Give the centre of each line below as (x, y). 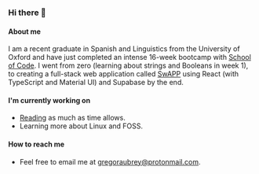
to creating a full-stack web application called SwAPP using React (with (124, 74)
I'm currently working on (49, 100)
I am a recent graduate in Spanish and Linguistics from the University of (124, 49)
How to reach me (36, 144)
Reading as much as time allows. (72, 118)
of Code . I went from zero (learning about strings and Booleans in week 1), (128, 65)
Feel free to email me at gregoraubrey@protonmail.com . (110, 161)
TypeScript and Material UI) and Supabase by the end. (96, 83)
